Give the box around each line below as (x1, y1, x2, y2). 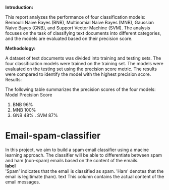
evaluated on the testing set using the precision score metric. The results (5, 66, 157, 72)
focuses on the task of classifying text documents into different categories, (5, 30, 161, 36)
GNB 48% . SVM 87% (12, 112, 58, 118)
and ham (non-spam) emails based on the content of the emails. (5, 157, 139, 163)
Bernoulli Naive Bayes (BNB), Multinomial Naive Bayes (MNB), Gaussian (5, 20, 154, 25)
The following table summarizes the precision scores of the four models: (5, 86, 156, 92)
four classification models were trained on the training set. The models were (5, 61, 164, 66)
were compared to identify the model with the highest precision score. (5, 71, 151, 77)
